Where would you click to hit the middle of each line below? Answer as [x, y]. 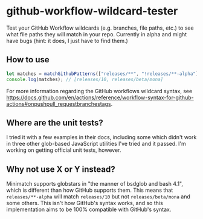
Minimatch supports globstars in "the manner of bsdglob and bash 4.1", [95, 184]
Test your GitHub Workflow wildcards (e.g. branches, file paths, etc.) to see [100, 28]
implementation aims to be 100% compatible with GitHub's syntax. [89, 209]
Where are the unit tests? [55, 123]
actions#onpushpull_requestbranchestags [59, 103]
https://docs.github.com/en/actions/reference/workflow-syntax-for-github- [100, 97]
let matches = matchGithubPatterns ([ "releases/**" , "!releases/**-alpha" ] [102, 74]
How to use [28, 60]
